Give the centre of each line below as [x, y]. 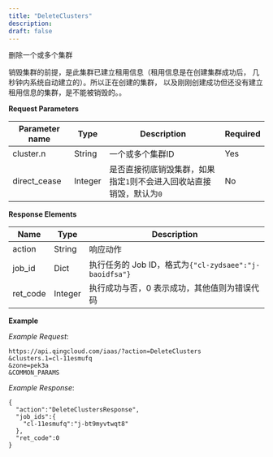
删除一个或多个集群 [41, 55]
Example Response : [41, 388]
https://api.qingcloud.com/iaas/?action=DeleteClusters [105, 351]
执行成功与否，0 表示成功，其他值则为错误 [170, 288]
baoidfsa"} [110, 274]
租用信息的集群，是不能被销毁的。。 [67, 93]
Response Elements [43, 214]
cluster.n [29, 153]
